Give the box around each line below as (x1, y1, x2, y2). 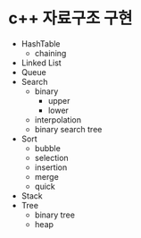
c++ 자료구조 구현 (8, 8, 133, 29)
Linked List (21, 57, 62, 68)
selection (34, 152, 69, 163)
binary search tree (34, 123, 103, 134)
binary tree (34, 209, 75, 220)
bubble (34, 142, 62, 153)
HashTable (21, 38, 61, 49)
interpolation (34, 114, 82, 125)
